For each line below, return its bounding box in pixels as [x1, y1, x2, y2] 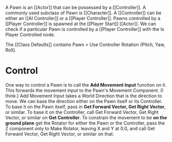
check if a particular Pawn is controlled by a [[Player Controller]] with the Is [5, 26, 164, 32]
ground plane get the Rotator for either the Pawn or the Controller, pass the [5, 120, 165, 126]
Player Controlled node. [5, 32, 55, 37]
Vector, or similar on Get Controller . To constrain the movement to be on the [5, 114, 167, 120]
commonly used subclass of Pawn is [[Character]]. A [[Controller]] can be [5, 10, 162, 16]
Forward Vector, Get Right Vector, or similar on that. [5, 131, 114, 137]
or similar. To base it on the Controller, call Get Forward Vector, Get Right [5, 109, 159, 115]
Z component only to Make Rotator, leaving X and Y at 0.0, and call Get [5, 125, 155, 131]
